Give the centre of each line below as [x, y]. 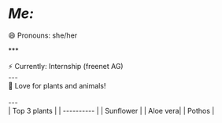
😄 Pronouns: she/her [43, 35]
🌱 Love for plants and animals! [57, 85]
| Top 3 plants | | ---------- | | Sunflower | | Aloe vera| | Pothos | [111, 110]
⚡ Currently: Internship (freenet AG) [66, 66]
